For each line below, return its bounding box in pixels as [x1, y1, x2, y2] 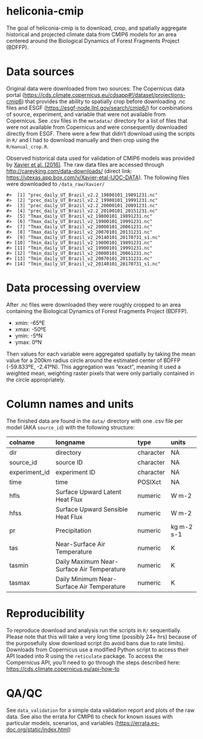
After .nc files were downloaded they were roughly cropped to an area [6, 301, 181, 308]
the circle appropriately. [6, 376, 65, 383]
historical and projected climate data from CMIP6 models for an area [6, 30, 177, 38]
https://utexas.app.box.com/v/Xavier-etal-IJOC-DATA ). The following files [6, 174, 190, 181]
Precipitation [55, 526, 92, 534]
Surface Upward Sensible [55, 505, 128, 513]
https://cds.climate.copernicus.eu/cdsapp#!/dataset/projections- [24, 91, 186, 98]
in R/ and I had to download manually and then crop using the [6, 136, 159, 144]
